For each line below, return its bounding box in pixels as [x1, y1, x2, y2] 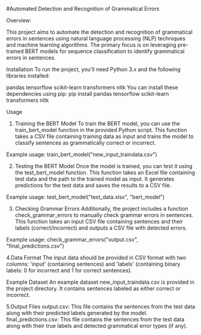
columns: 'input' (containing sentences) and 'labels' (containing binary [6, 260, 181, 268]
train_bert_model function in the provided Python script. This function [14, 127, 187, 133]
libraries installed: [6, 72, 50, 79]
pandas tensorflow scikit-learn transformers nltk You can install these [6, 84, 178, 91]
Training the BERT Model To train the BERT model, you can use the [14, 120, 180, 127]
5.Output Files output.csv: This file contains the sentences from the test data [6, 303, 196, 310]
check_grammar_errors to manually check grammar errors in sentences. [14, 211, 194, 219]
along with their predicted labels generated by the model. [6, 310, 148, 316]
